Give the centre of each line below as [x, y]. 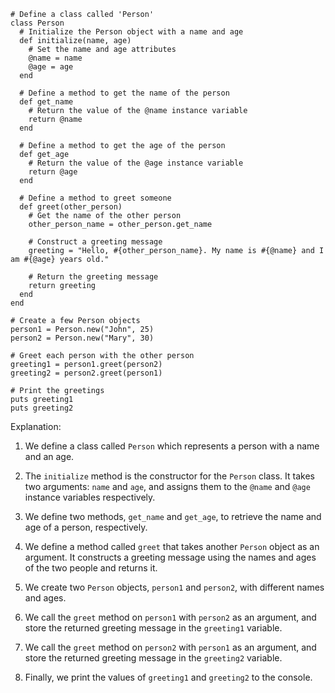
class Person [37, 23]
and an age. [49, 456]
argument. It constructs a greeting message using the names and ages [170, 557]
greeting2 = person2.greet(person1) [86, 373]
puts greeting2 [42, 408]
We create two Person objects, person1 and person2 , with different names [174, 587]
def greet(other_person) [71, 207]
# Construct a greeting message [95, 242]
